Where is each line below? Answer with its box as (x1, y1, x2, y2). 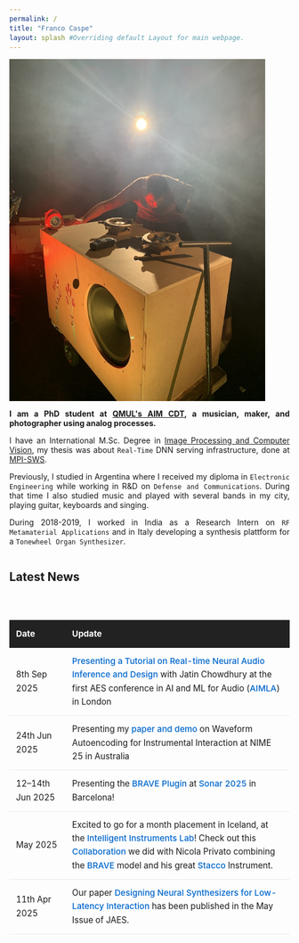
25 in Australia (71, 750, 130, 762)
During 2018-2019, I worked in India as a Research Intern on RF (9, 517, 290, 528)
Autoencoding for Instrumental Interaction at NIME (71, 736, 271, 749)
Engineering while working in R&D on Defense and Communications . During (9, 480, 290, 491)
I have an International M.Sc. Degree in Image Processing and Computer (9, 435, 290, 446)
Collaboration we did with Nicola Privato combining (71, 846, 276, 857)
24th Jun (16, 730, 53, 742)
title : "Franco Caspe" (9, 23, 93, 33)
